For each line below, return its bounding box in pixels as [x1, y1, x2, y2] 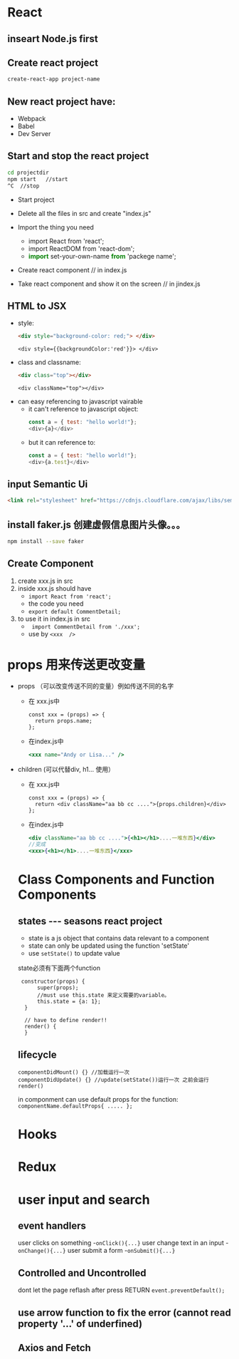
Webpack [17, 115, 46, 123]
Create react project [7, 56, 98, 68]
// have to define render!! [24, 1017, 108, 1024]
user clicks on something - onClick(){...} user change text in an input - [17, 1239, 229, 1247]
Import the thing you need [17, 222, 95, 232]
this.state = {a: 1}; [36, 998, 101, 1006]
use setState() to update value [28, 949, 121, 958]
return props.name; [34, 717, 92, 724]
